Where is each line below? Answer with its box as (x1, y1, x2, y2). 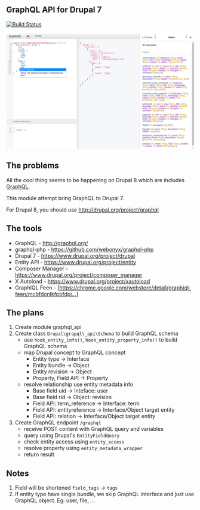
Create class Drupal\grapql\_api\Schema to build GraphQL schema (14, 330, 179, 337)
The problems (6, 161, 60, 171)
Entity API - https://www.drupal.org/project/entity (14, 258, 137, 265)
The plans (6, 307, 44, 318)
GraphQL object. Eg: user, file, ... (14, 497, 96, 504)
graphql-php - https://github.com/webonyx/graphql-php (14, 246, 154, 253)
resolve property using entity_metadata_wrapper (23, 445, 143, 452)
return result (23, 451, 55, 458)
